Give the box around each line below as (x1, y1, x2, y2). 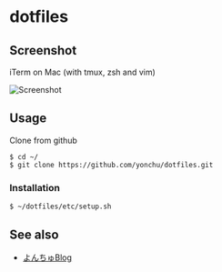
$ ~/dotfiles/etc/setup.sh (9, 202, 112, 211)
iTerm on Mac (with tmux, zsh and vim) (9, 66, 156, 77)
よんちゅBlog (22, 252, 73, 263)
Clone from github (9, 135, 77, 146)
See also (9, 227, 59, 242)
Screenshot (9, 43, 77, 58)
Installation (9, 181, 61, 194)
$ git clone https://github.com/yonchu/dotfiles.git (9, 160, 214, 169)
